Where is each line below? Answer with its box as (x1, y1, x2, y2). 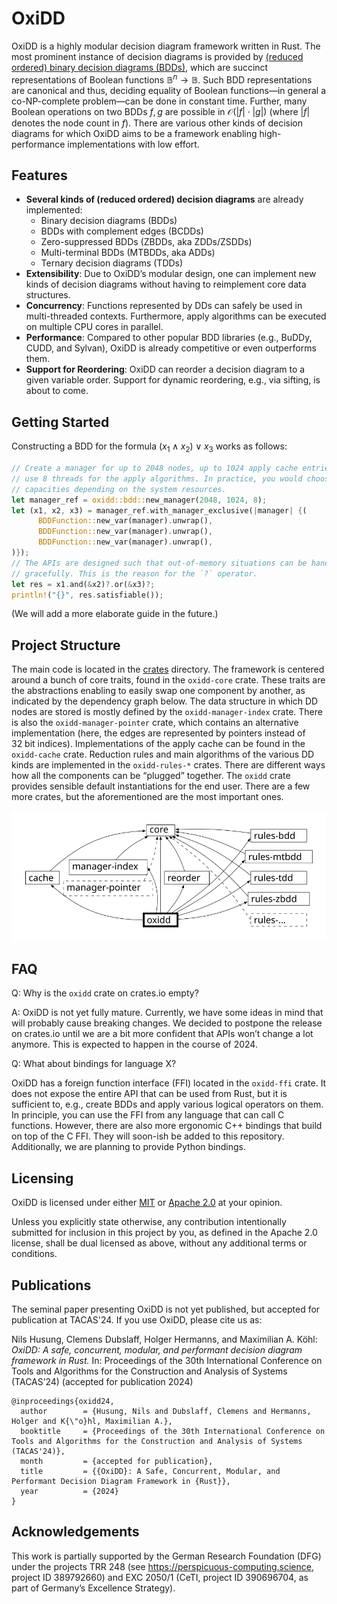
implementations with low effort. (67, 138, 200, 150)
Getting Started (11, 413, 110, 431)
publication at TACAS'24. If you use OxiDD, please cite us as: (11, 1314, 263, 1326)
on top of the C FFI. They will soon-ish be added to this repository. (11, 1130, 285, 1142)
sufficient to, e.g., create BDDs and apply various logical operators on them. (11, 1098, 324, 1111)
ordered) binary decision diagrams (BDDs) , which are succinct (11, 61, 269, 73)
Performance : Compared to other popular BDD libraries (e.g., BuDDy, (25, 332, 313, 344)
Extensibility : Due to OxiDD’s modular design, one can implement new (25, 268, 317, 280)
